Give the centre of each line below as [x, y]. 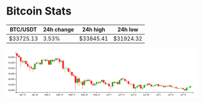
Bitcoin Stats [39, 11]
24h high [94, 30]
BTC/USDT [24, 30]
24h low [128, 30]
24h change [59, 30]
